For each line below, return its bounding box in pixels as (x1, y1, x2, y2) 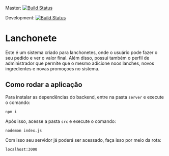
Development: (5, 15, 35, 20)
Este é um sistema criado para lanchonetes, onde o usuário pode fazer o (5, 49, 158, 56)
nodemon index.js (5, 128, 42, 133)
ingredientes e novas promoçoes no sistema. (5, 65, 100, 71)
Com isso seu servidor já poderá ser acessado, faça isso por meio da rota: (5, 137, 161, 143)
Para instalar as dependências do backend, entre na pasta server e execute (5, 94, 164, 100)
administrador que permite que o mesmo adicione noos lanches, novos (5, 60, 154, 66)
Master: (5, 5, 21, 11)
